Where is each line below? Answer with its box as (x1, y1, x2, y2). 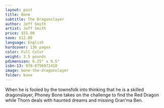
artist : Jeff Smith (5, 26, 46, 31)
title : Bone (5, 12, 30, 17)
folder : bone (5, 73, 33, 78)
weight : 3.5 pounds (5, 54, 46, 59)
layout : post (5, 7, 33, 13)
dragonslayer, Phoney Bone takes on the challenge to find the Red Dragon (5, 91, 159, 98)
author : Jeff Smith (5, 21, 46, 27)
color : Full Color (5, 49, 44, 54)
